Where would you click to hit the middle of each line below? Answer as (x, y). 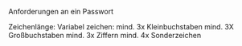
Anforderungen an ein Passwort (61, 11)
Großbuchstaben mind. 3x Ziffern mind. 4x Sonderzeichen (105, 35)
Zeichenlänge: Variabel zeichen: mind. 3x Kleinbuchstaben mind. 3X (121, 27)
